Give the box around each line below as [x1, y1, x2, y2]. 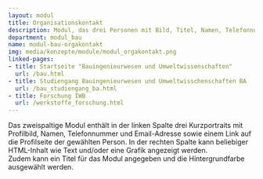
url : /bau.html [15, 70, 65, 78]
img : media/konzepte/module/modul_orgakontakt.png [8, 48, 177, 56]
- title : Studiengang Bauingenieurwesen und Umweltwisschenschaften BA [8, 77, 247, 85]
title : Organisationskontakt [8, 19, 103, 27]
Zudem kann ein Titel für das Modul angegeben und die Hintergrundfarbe [8, 154, 245, 163]
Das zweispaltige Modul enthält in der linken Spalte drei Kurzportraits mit [8, 121, 243, 130]
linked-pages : [8, 56, 55, 64]
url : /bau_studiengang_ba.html [15, 84, 117, 93]
